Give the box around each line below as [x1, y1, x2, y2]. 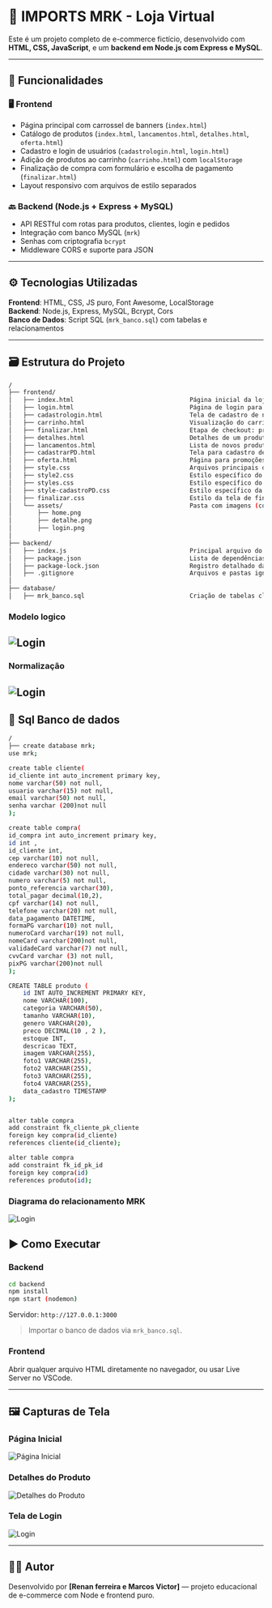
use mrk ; [8, 750, 38, 758]
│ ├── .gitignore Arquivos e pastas [8, 569, 252, 578]
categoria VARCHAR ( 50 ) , [23, 1004, 104, 1012]
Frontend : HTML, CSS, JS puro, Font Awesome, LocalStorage [8, 297, 215, 307]
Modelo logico [8, 611, 66, 622]
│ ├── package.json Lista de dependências [8, 554, 266, 562]
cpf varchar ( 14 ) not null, [8, 899, 100, 907]
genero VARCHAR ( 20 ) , [23, 1019, 92, 1028]
